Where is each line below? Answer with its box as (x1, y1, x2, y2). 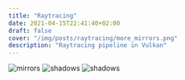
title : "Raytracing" (8, 11, 78, 20)
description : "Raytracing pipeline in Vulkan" (8, 42, 167, 50)
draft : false (8, 26, 52, 34)
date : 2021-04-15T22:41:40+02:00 (8, 19, 121, 27)
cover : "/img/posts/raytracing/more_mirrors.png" (8, 34, 179, 42)
